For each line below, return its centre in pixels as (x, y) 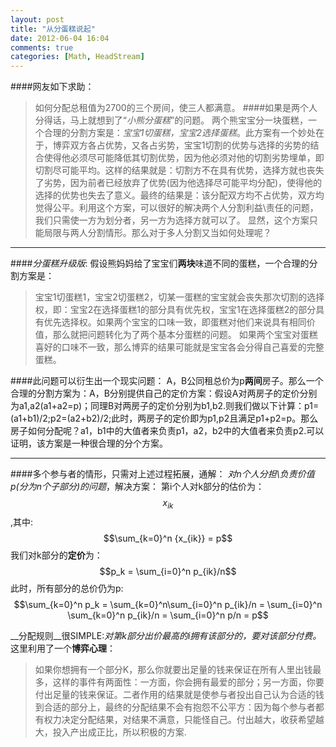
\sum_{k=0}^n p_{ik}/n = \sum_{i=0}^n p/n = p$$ (168, 615)
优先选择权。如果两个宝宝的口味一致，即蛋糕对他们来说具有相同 (175, 322)
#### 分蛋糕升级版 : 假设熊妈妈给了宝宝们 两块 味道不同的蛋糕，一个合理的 (160, 263)
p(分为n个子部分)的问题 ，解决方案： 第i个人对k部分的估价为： (137, 487)
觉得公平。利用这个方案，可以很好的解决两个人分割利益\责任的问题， (176, 208)
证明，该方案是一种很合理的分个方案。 (89, 443)
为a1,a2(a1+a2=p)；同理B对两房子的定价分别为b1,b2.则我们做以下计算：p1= (165, 406)
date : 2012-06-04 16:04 (60, 38)
